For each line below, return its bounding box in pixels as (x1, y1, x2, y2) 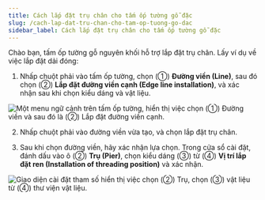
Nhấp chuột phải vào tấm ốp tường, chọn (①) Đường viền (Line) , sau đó (19, 72, 258, 81)
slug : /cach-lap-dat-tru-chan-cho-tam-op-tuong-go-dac (8, 19, 193, 27)
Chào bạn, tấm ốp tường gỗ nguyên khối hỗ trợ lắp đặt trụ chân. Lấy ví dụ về (8, 48, 257, 58)
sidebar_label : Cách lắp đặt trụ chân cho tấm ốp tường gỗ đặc (8, 26, 221, 34)
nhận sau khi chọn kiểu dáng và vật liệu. (19, 89, 151, 98)
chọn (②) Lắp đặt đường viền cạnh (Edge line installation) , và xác (19, 80, 240, 89)
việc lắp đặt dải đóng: (8, 56, 79, 66)
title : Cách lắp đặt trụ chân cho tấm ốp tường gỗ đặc (8, 11, 193, 20)
